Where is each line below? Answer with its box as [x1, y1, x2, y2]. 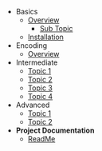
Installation [27, 32, 64, 42]
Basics [15, 7, 38, 16]
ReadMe [27, 134, 56, 143]
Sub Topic [39, 24, 73, 33]
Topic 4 [27, 92, 53, 101]
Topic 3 [27, 83, 53, 93]
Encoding [15, 41, 48, 50]
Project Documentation [15, 125, 95, 135]
